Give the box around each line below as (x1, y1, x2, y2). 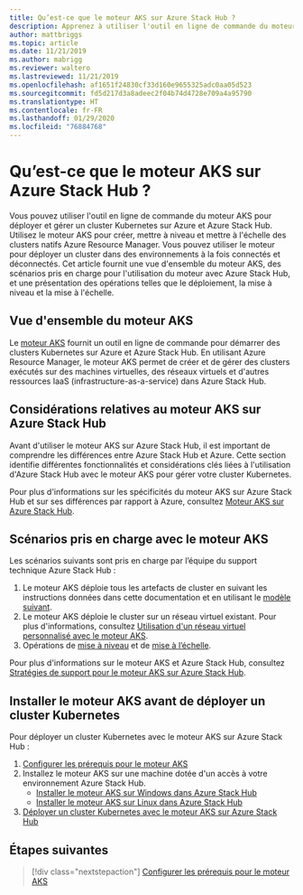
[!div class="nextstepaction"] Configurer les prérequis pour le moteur (31, 866, 290, 877)
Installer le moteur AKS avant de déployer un (9, 693, 266, 709)
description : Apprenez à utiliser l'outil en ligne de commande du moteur (9, 22, 297, 31)
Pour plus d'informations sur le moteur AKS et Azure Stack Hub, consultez (9, 657, 286, 668)
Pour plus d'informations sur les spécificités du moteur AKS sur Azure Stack (9, 486, 292, 497)
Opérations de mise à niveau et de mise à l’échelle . (22, 640, 212, 651)
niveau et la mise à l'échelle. (9, 286, 115, 298)
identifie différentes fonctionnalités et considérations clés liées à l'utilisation (9, 459, 291, 470)
